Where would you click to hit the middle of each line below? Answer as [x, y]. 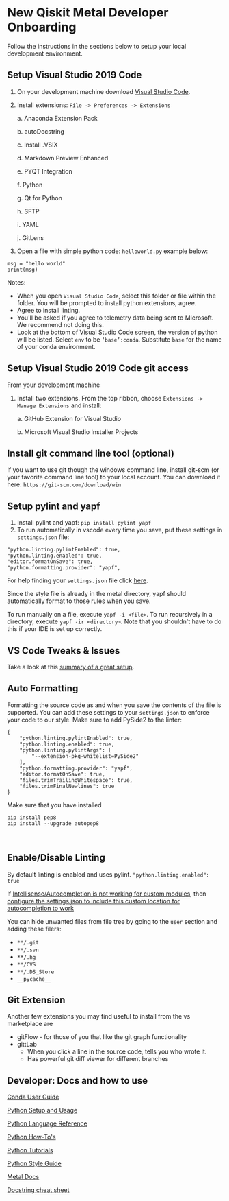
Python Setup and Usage [42, 1110]
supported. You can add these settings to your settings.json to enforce [108, 712]
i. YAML [28, 224]
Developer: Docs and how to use [78, 1081]
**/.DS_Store [36, 972]
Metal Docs [23, 1177]
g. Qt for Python [40, 198]
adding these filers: [34, 929]
